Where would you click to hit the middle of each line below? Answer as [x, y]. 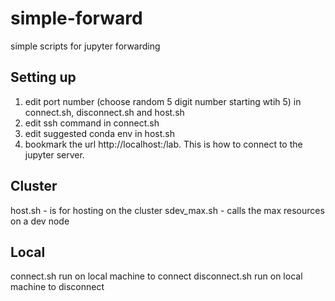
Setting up [43, 77]
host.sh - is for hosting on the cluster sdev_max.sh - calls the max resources [167, 210]
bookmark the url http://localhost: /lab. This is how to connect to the [163, 144]
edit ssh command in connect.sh [92, 123]
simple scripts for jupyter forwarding [85, 46]
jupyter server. [54, 154]
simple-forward [76, 18]
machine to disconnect [57, 287]
